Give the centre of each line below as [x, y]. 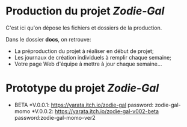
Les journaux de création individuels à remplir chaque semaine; [93, 57]
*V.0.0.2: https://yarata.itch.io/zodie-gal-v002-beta [95, 111]
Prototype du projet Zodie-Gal [82, 88]
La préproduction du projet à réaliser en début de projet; [84, 51]
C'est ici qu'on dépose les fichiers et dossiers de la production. [84, 28]
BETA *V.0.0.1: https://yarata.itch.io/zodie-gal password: [84, 105]
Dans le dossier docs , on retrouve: [48, 39]
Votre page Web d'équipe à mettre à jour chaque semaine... [88, 64]
